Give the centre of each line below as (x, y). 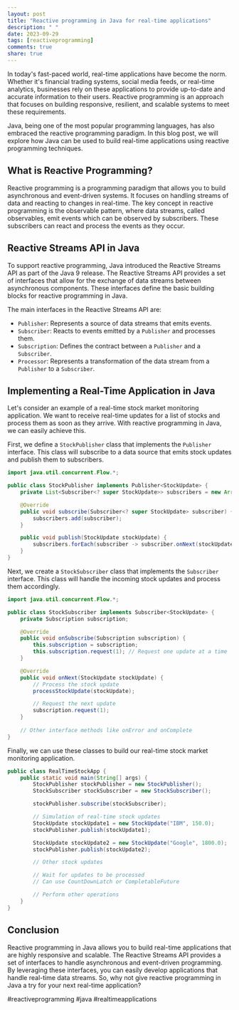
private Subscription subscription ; (75, 619)
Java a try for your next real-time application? (74, 985)
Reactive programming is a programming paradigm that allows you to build (117, 188)
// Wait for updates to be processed (89, 875)
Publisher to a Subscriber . (56, 368)
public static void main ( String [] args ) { (84, 778)
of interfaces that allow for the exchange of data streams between (104, 280)
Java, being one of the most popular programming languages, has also (111, 125)
